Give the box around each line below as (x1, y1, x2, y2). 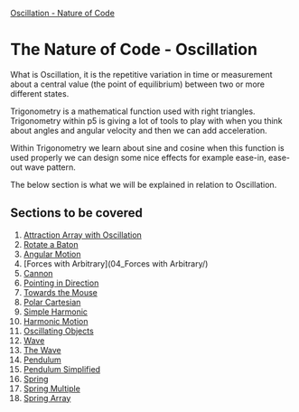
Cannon (23, 267, 53, 278)
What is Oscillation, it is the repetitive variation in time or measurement (10, 69, 274, 80)
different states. (10, 88, 70, 98)
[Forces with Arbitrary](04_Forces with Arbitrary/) (23, 257, 209, 269)
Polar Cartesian (23, 296, 81, 307)
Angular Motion (23, 248, 81, 259)
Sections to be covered (10, 205, 144, 220)
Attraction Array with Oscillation (23, 229, 143, 240)
